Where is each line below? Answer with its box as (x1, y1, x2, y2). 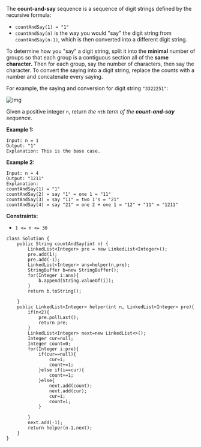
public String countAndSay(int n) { (17, 241, 109, 247)
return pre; (38, 320, 68, 326)
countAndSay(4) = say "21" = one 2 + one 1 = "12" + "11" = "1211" (6, 202, 179, 208)
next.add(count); (49, 383, 93, 389)
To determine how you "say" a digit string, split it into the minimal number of (6, 47, 196, 55)
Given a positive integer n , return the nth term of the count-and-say (6, 108, 175, 115)
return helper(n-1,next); (28, 425, 93, 431)
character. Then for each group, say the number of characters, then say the (6, 60, 194, 67)
